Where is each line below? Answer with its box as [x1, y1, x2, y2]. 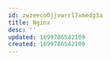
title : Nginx [8, 19, 51, 26]
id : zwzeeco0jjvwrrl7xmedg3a [8, 11, 103, 19]
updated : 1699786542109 [8, 33, 86, 41]
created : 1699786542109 [8, 41, 86, 48]
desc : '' [8, 26, 37, 34]
